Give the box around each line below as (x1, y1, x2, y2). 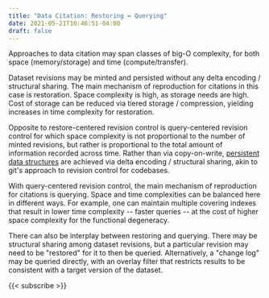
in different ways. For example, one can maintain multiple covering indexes (8, 198, 256, 208)
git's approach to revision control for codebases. (8, 166, 171, 176)
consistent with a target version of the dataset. (8, 265, 163, 275)
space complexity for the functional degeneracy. (8, 215, 170, 226)
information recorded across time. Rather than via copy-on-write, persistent (8, 148, 260, 158)
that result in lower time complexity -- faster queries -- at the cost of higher (8, 207, 259, 217)
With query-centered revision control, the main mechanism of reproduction (8, 181, 258, 191)
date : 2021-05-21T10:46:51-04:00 (8, 19, 121, 27)
